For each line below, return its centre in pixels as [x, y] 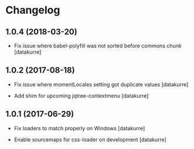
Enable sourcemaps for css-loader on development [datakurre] [90, 139]
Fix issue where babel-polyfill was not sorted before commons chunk [98, 46]
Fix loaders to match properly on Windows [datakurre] [79, 128]
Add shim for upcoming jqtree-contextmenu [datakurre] [81, 96]
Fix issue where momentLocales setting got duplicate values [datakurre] [101, 84]
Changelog [33, 10]
